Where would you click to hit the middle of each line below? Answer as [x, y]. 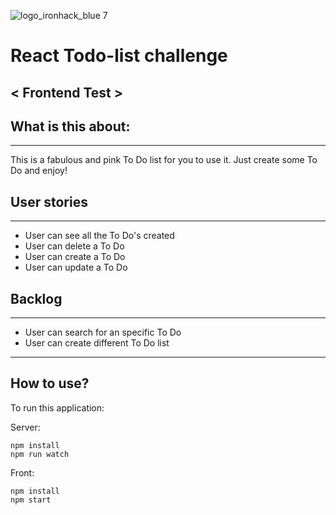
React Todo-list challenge [119, 56]
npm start [31, 500]
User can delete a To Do [74, 246]
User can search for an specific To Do [103, 332]
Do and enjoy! [39, 171]
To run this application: [57, 407]
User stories [49, 201]
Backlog [36, 298]
